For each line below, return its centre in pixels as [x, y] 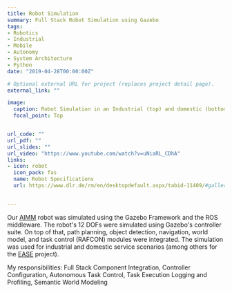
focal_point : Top [38, 116]
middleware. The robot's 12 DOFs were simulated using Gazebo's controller [115, 225]
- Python [20, 65]
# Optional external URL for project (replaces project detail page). [111, 84]
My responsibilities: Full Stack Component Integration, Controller [99, 267]
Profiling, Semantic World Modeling [58, 282]
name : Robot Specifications [54, 179]
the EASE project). [33, 254]
